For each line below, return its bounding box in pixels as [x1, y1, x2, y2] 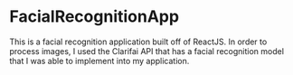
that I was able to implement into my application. [9, 55, 190, 66]
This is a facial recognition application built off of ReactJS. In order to [9, 36, 268, 47]
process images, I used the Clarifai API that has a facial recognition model [9, 45, 285, 56]
